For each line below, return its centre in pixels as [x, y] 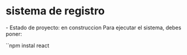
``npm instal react [28, 45]
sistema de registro [55, 11]
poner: [14, 33]
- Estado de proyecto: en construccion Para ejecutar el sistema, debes [93, 27]
